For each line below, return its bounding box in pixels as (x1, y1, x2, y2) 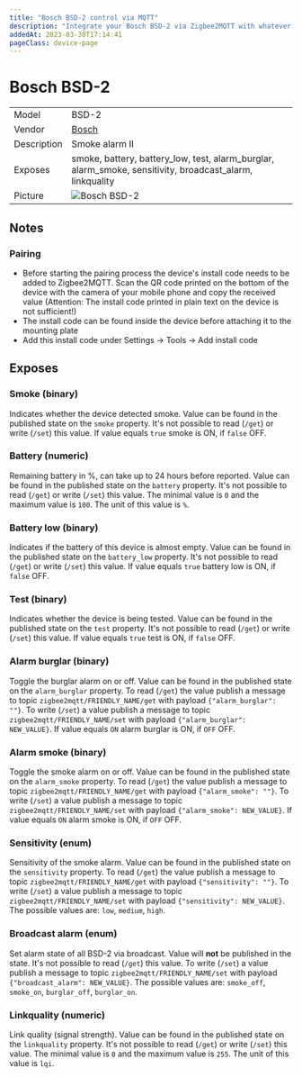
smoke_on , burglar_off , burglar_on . (9, 986, 138, 997)
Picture (13, 190, 45, 203)
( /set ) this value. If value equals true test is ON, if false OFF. (9, 632, 235, 644)
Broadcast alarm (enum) (9, 928, 118, 940)
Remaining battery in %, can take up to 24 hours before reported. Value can (9, 470, 290, 481)
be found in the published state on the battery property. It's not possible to (9, 479, 288, 491)
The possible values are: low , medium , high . (9, 905, 166, 916)
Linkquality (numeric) (9, 1009, 106, 1021)
